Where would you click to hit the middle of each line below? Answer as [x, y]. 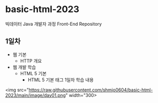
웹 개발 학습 [24, 67]
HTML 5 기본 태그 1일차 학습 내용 [61, 80]
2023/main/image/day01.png [36, 95]
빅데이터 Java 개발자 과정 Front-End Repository [54, 24]
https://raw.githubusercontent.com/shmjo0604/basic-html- [91, 90]
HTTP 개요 [31, 61]
